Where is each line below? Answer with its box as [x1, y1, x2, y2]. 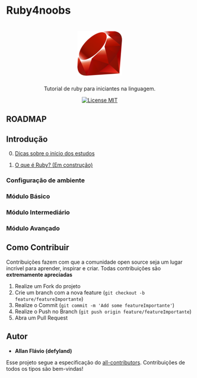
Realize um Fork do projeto [14, 282, 81, 289]
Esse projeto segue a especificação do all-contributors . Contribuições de [6, 358, 186, 366]
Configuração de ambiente [6, 176, 85, 185]
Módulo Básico [6, 192, 50, 201]
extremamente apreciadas [6, 271, 73, 278]
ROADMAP [6, 114, 47, 124]
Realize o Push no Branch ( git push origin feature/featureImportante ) [14, 308, 192, 315]
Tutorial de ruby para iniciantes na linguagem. [43, 85, 156, 92]
